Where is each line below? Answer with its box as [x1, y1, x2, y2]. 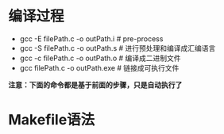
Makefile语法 [8, 111, 95, 129]
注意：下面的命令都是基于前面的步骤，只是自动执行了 [8, 80, 183, 90]
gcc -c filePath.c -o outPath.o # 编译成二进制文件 [19, 53, 181, 63]
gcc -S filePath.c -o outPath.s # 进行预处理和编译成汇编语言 [19, 43, 216, 52]
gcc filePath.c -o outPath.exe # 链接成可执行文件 [19, 63, 180, 72]
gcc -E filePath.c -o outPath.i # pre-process [19, 33, 164, 44]
